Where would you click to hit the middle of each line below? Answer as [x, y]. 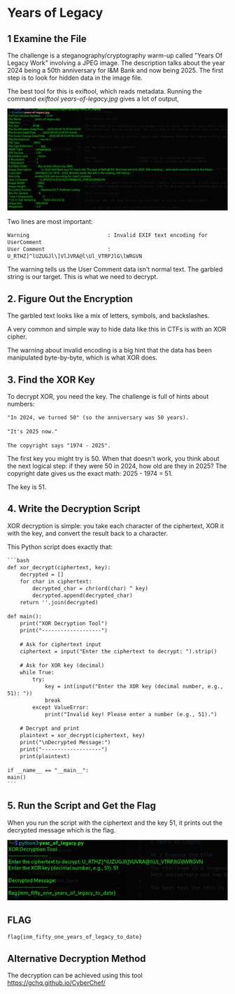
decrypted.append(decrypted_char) [83, 595]
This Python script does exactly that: [60, 546]
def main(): [24, 616]
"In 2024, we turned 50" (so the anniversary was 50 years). [98, 418]
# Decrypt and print [50, 728]
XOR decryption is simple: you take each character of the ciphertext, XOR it [116, 525]
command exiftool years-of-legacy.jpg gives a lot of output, [93, 99]
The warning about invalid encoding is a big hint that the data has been [109, 350]
